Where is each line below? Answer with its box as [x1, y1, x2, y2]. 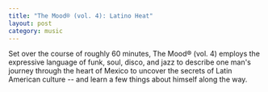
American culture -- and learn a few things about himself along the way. [8, 74, 248, 85]
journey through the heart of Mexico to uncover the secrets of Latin [8, 66, 232, 76]
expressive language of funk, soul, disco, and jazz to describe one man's [8, 57, 252, 67]
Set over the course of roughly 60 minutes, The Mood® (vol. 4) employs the [8, 49, 261, 59]
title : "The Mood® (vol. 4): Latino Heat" [8, 11, 153, 20]
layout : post [8, 19, 52, 27]
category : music [8, 27, 63, 35]
